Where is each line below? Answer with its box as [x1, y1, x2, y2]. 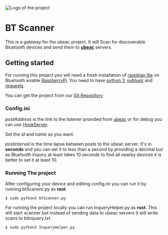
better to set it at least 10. [5, 157, 58, 163]
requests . [5, 83, 25, 89]
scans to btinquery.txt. [5, 215, 52, 221]
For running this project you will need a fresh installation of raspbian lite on [5, 72, 159, 78]
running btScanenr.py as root [5, 186, 66, 192]
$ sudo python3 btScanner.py [5, 196, 66, 201]
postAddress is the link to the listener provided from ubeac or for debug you [5, 116, 162, 122]
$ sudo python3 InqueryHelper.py [5, 225, 75, 230]
